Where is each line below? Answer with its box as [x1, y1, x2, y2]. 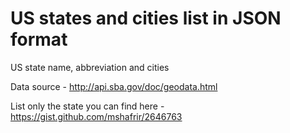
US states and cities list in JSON [10, 7, 282, 30]
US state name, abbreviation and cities [10, 61, 170, 73]
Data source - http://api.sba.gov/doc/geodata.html [10, 80, 218, 92]
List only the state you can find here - [10, 100, 165, 112]
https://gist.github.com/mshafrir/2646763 [10, 110, 183, 122]
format [10, 28, 68, 51]
